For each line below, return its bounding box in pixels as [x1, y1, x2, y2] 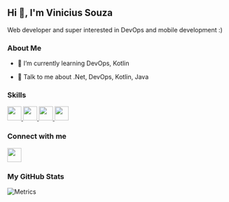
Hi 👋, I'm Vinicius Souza [7, 7, 113, 19]
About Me [7, 43, 42, 53]
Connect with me [7, 131, 67, 141]
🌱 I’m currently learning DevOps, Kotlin [17, 59, 130, 67]
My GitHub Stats [7, 171, 64, 181]
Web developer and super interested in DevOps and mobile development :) [7, 25, 223, 34]
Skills [7, 90, 27, 100]
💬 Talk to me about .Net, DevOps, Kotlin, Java [17, 73, 149, 81]
